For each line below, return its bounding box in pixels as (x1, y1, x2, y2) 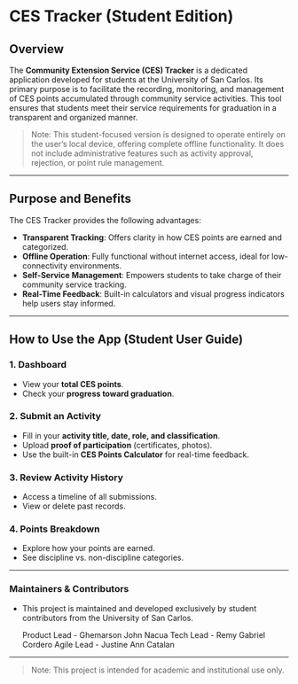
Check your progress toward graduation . (21, 388, 175, 399)
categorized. (21, 241, 69, 252)
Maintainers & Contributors (9, 583, 129, 595)
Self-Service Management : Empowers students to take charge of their (21, 269, 282, 280)
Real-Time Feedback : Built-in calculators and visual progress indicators (21, 288, 286, 299)
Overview (9, 42, 65, 57)
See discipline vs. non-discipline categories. (21, 552, 184, 564)
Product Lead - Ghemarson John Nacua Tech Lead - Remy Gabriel (21, 629, 266, 640)
